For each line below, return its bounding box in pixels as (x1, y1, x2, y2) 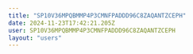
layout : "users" (8, 33, 62, 42)
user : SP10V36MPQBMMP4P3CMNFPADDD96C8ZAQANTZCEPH (8, 26, 176, 34)
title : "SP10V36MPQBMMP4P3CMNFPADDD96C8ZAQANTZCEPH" (8, 11, 187, 20)
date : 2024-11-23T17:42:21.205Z (8, 19, 115, 27)
